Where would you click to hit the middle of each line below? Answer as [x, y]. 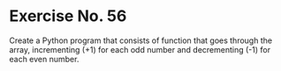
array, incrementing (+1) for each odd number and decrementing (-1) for [140, 49]
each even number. [44, 59]
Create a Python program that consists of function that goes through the [140, 40]
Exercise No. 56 [68, 16]
